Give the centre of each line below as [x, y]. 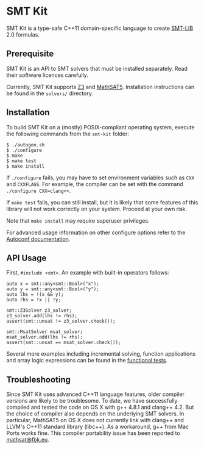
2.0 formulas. [23, 34]
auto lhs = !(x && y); [35, 295]
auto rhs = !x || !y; [34, 300]
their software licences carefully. [47, 75]
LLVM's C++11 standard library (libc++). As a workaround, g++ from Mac [98, 427]
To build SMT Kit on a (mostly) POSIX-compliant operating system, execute [100, 127]
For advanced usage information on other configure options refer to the [96, 232]
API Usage [26, 258]
